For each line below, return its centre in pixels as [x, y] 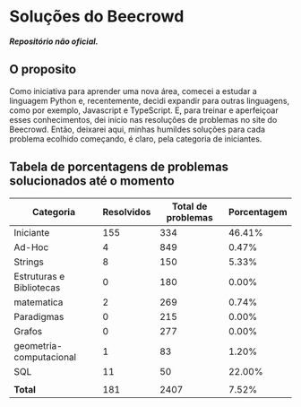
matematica [39, 302]
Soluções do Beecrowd [97, 17]
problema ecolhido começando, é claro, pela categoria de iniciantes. [136, 139]
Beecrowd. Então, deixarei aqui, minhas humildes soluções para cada [138, 129]
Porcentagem [258, 212]
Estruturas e [39, 276]
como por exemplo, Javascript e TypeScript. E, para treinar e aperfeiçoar [144, 110]
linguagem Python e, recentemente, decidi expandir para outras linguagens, [149, 100]
